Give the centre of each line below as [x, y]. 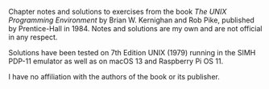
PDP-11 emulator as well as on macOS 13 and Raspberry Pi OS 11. [116, 61]
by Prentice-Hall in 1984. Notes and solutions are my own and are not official [135, 28]
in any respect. [33, 37]
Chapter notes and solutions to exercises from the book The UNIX [118, 12]
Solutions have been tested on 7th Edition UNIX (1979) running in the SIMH [132, 53]
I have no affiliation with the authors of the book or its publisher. [114, 77]
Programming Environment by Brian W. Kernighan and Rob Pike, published [132, 20]
